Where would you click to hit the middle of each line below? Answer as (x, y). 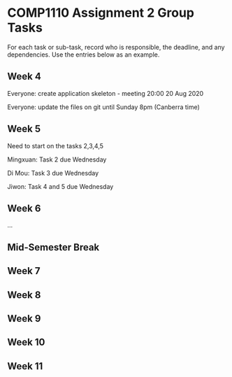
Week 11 (25, 366)
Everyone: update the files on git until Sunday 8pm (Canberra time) (104, 107)
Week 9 (24, 319)
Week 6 (24, 208)
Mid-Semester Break (53, 247)
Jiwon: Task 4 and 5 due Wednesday (60, 186)
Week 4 (24, 77)
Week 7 (24, 271)
